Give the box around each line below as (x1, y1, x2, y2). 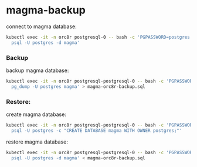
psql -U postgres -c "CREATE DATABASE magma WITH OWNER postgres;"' (11, 127, 182, 134)
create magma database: (6, 111, 66, 118)
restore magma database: (6, 138, 69, 145)
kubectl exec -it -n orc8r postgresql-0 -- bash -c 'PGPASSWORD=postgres (6, 34, 191, 40)
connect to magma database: (6, 23, 77, 30)
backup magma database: (6, 67, 69, 74)
